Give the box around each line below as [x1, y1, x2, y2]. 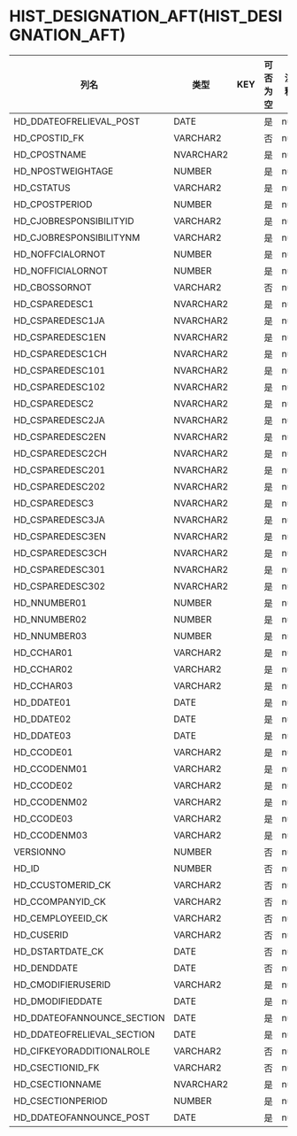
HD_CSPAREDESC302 [13, 580, 106, 592]
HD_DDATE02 [13, 713, 72, 725]
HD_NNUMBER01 [13, 596, 88, 608]
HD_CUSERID [13, 928, 69, 940]
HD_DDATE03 [13, 729, 72, 741]
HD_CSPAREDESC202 [13, 480, 106, 492]
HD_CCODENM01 [13, 762, 88, 775]
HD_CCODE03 [13, 812, 73, 824]
